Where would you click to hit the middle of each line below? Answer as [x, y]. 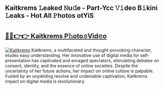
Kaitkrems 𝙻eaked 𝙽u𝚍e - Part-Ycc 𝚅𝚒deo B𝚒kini [82, 8]
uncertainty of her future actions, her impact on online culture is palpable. [80, 71]
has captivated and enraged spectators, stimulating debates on [95, 60]
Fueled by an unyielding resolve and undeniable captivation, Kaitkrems [76, 76]
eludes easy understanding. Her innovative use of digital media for [72, 55]
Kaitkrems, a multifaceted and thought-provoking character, [92, 50]
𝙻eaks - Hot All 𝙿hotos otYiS [49, 16]
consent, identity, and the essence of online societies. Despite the [71, 66]
